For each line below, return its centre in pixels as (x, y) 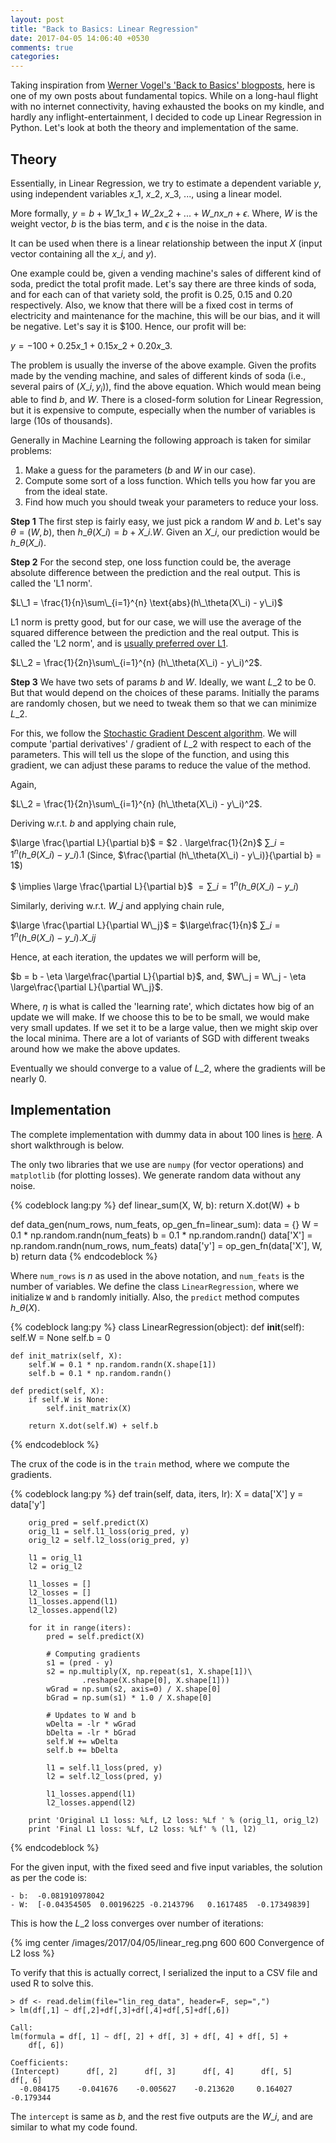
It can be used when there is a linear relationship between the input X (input (166, 243)
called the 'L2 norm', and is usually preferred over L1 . (119, 643)
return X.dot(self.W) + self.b (93, 1426)
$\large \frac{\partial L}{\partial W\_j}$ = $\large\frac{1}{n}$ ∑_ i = (145, 925)
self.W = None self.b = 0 (60, 1337)
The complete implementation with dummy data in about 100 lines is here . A (166, 1134)
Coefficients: (40, 2062)
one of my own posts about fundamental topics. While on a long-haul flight (164, 96)
